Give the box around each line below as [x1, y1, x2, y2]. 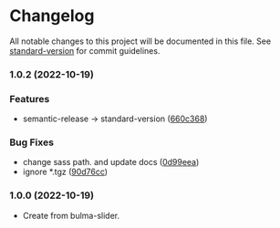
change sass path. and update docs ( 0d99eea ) [22, 157, 200, 168]
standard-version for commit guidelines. [9, 45, 161, 56]
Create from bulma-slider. [22, 210, 120, 221]
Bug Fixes [9, 136, 55, 149]
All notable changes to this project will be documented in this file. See [9, 36, 272, 47]
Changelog [9, 5, 95, 26]
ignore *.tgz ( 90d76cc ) [22, 166, 108, 178]
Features [9, 92, 50, 105]
